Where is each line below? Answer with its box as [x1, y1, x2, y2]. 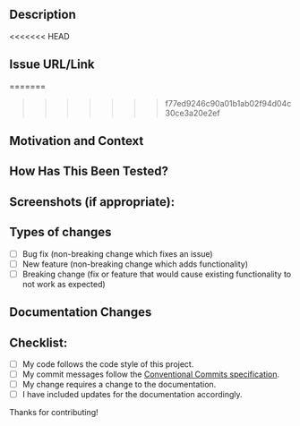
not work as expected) [21, 278, 106, 289]
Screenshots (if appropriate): [9, 194, 176, 209]
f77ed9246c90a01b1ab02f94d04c [165, 98, 292, 108]
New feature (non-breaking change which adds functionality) [21, 259, 249, 269]
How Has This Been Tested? [9, 164, 168, 179]
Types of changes [9, 225, 112, 240]
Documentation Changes [9, 304, 152, 320]
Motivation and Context [9, 133, 144, 149]
